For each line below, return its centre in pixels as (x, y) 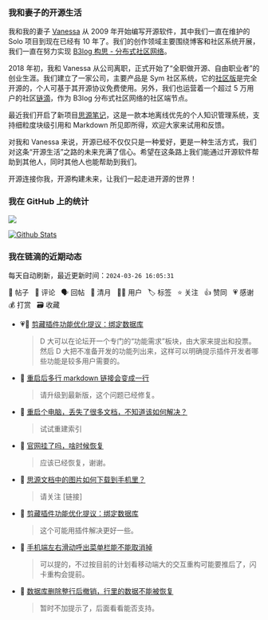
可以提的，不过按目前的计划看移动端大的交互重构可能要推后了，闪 (148, 564)
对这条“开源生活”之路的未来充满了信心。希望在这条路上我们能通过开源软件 (130, 152)
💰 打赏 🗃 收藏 (34, 304)
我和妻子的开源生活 (45, 12)
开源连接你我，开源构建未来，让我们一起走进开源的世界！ (102, 179)
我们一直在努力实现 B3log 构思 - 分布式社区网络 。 (90, 51)
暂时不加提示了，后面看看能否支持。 (99, 608)
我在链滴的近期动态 (45, 257)
